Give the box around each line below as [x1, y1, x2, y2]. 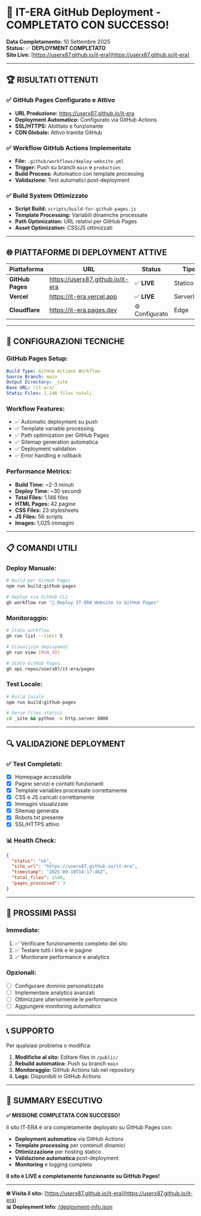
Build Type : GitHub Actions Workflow [6, 368, 100, 374]
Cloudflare [9, 306, 40, 315]
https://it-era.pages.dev [49, 306, 118, 315]
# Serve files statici [6, 710, 63, 716]
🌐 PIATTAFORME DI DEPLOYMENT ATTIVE [6, 247, 167, 257]
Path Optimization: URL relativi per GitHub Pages [14, 218, 138, 225]
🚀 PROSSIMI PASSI [6, 908, 77, 918]
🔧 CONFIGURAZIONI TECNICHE [6, 336, 125, 347]
